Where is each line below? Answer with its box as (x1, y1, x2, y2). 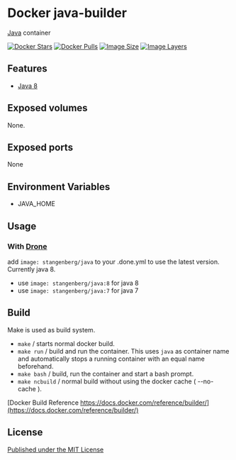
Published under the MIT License (7, 445, 104, 454)
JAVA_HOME (17, 200, 55, 208)
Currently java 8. (7, 264, 56, 274)
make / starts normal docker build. (17, 339, 116, 348)
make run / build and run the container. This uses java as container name (17, 347, 230, 355)
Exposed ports (7, 141, 73, 153)
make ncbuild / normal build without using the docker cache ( (17, 377, 196, 386)
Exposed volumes (7, 102, 88, 114)
